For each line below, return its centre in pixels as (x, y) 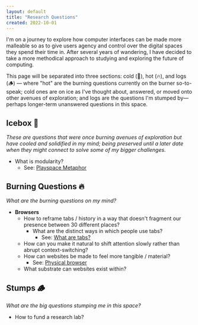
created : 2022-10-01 (32, 23)
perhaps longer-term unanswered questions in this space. (77, 104)
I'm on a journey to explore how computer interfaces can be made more (94, 40)
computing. (20, 65)
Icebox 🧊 (23, 123)
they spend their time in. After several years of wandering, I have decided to (99, 52)
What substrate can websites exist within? (75, 269)
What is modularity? (39, 161)
